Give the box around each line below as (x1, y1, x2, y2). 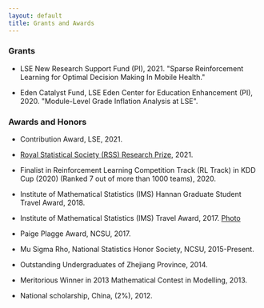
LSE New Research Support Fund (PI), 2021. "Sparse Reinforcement (19, 63, 244, 73)
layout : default (8, 11, 62, 20)
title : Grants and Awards (8, 19, 94, 27)
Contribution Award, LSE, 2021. (19, 134, 123, 144)
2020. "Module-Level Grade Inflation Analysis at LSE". (19, 96, 198, 106)
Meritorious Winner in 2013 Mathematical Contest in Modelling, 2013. (19, 275, 248, 285)
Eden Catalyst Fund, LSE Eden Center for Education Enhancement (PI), (19, 87, 254, 97)
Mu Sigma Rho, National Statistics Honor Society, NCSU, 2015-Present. (19, 245, 254, 254)
